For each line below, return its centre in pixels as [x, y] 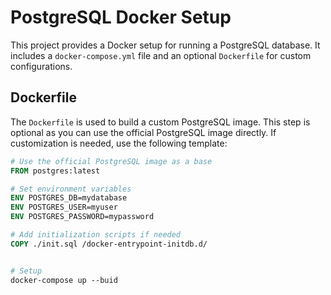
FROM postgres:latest [55, 171]
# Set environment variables [71, 189]
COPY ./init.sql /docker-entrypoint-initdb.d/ [109, 244]
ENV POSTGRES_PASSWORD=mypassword [82, 217]
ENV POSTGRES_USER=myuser [64, 207]
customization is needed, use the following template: [119, 143]
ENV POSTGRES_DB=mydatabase [69, 198]
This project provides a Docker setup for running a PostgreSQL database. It [165, 45]
